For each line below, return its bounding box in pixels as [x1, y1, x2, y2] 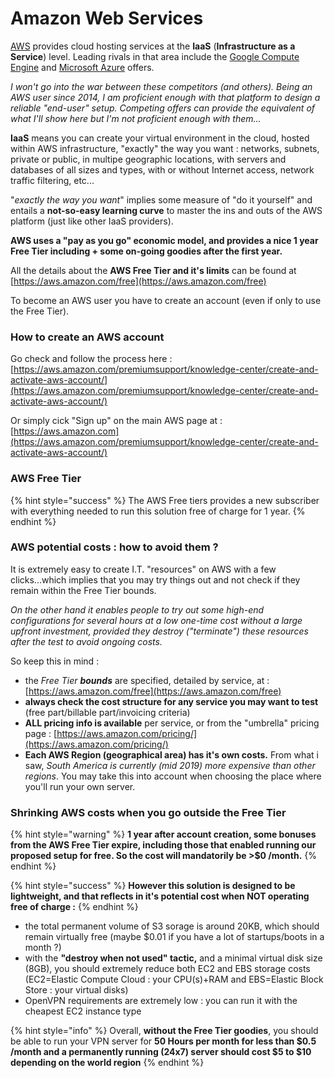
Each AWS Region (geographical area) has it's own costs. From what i [24, 748, 319, 761]
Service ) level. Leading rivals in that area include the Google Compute [10, 50, 300, 62]
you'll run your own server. [24, 780, 136, 792]
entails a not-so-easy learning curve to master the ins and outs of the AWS [10, 204, 323, 216]
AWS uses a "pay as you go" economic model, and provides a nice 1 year [10, 234, 319, 246]
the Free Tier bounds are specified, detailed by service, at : [24, 674, 270, 686]
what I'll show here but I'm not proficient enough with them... [10, 112, 262, 124]
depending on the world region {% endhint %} [10, 1057, 205, 1069]
